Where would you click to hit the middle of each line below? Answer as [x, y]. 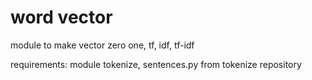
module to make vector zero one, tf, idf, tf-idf [102, 45]
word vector [61, 17]
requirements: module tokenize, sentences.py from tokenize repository [156, 64]
